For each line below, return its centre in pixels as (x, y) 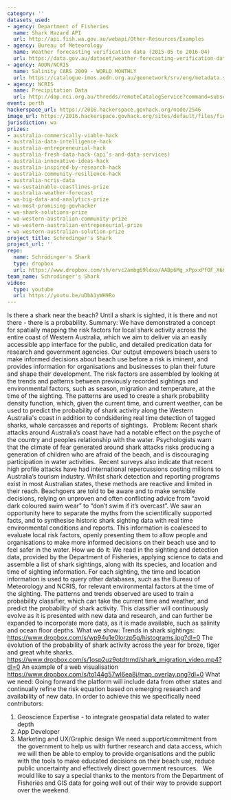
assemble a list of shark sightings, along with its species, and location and (112, 564)
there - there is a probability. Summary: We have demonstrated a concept (111, 323)
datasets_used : (29, 20)
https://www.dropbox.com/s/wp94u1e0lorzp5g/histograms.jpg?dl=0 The (110, 638)
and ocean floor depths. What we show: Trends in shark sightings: (101, 630)
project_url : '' (30, 244)
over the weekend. (43, 790)
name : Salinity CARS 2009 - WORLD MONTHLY (75, 71)
